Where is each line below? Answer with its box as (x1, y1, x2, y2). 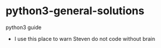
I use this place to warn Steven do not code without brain (14, 35, 156, 42)
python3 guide (5, 24, 42, 31)
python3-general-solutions (5, 4, 145, 18)
